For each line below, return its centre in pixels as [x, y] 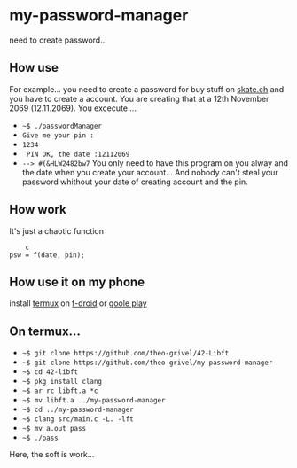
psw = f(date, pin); [47, 255]
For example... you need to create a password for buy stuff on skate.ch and [147, 89]
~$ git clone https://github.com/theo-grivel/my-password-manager [147, 363]
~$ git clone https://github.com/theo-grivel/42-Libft [125, 354]
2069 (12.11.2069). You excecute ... [73, 108]
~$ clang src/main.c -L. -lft [78, 419]
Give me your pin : [58, 135]
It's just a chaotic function [57, 230]
